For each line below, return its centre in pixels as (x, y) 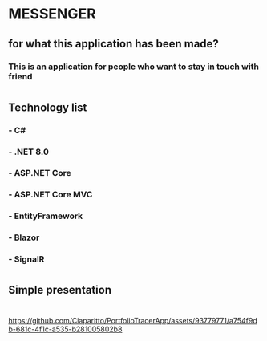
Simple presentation (60, 290)
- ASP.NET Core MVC (51, 195)
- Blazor (24, 237)
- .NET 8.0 (29, 152)
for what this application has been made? (113, 44)
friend (20, 76)
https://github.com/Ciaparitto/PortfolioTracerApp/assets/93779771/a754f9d (133, 320)
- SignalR (26, 259)
